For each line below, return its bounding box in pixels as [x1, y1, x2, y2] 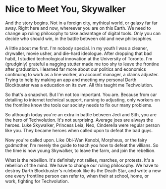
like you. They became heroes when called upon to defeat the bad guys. [5, 127, 153, 133]
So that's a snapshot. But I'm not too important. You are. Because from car [5, 92, 157, 97]
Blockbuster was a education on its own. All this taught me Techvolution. [5, 82, 154, 88]
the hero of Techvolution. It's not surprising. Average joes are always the [5, 117, 154, 123]
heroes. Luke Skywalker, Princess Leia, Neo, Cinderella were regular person [5, 122, 160, 128]
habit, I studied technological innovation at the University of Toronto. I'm [5, 55, 153, 61]
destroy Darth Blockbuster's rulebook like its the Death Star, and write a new [5, 167, 161, 174]
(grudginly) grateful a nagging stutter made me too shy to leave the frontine [5, 61, 160, 67]
